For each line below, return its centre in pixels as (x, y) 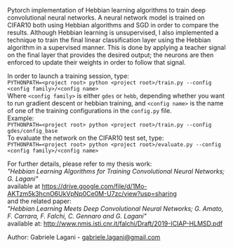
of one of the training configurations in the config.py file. (89, 111)
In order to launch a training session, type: (68, 76)
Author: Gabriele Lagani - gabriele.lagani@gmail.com (84, 237)
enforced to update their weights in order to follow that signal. (96, 62)
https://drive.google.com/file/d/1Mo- (94, 186)
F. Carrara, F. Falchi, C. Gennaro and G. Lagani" (77, 216)
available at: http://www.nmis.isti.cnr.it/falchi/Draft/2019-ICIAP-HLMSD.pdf (115, 223)
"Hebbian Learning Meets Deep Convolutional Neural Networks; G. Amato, (115, 209)
